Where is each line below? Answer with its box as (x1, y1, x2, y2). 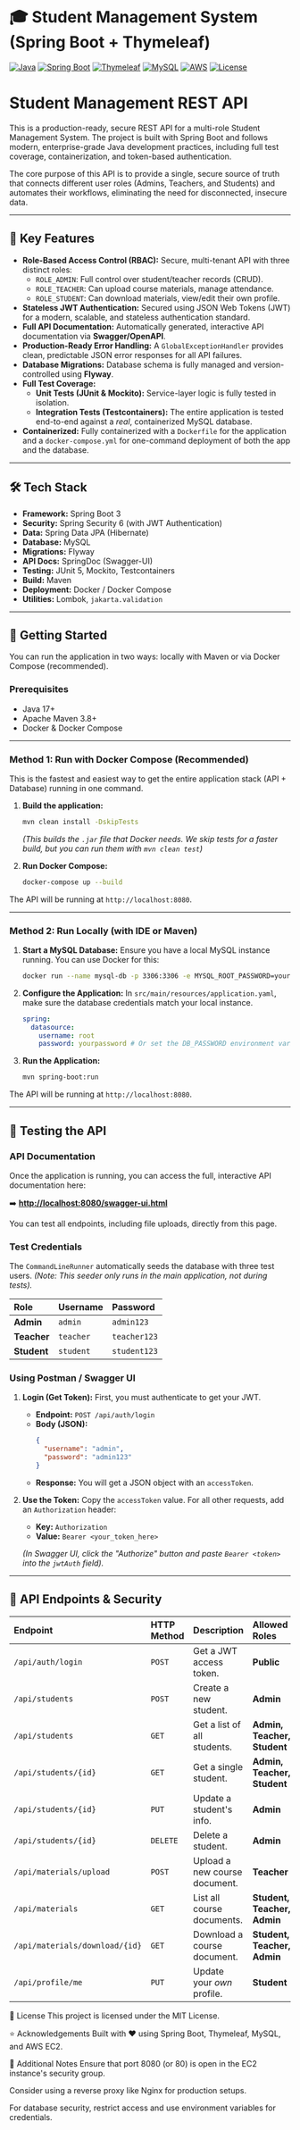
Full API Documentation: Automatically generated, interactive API (21, 321, 264, 331)
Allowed (252, 1618, 288, 1631)
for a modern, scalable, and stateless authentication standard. (21, 312, 251, 322)
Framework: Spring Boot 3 (21, 508, 121, 519)
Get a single (193, 1760, 244, 1773)
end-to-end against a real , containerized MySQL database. (35, 416, 253, 427)
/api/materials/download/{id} (13, 1940, 143, 1950)
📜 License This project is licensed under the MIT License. (9, 2010, 221, 2021)
